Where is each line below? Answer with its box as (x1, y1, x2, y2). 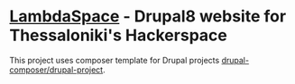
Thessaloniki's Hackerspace (9, 25, 227, 46)
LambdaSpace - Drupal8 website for (9, 6, 287, 27)
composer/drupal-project (9, 64, 104, 75)
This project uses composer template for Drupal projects (9, 55, 220, 65)
